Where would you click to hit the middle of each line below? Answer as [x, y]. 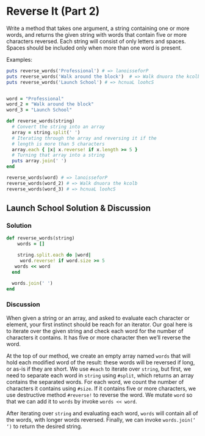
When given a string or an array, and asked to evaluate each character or [98, 318]
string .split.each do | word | [54, 255]
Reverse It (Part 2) [53, 11]
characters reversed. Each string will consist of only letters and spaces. [96, 41]
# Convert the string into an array [58, 127]
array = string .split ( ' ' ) [46, 132]
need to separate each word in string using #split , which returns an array [100, 375]
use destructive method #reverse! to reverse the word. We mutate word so [99, 395]
